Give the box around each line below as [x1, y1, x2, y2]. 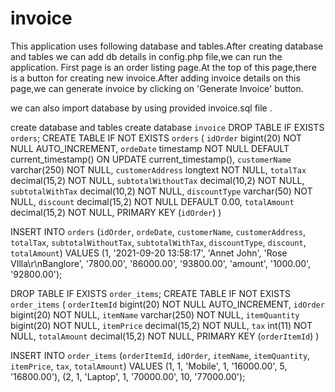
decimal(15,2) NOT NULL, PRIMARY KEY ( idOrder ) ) [10, 206, 222, 218]
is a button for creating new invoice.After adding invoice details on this [10, 72, 301, 84]
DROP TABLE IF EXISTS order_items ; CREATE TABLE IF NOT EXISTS [10, 287, 291, 299]
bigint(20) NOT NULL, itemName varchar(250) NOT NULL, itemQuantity [10, 308, 300, 321]
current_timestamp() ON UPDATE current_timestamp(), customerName [10, 153, 292, 165]
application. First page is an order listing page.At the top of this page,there [10, 61, 317, 73]
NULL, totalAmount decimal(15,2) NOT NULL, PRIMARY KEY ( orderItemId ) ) [10, 330, 320, 342]
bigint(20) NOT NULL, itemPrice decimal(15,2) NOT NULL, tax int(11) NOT [10, 319, 313, 331]
